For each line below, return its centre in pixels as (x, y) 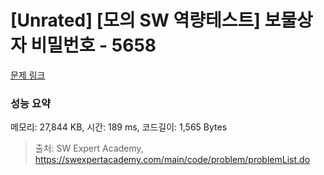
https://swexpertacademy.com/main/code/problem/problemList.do (172, 160)
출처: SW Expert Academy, (89, 148)
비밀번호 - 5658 (93, 45)
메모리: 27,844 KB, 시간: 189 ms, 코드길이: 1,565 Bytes (119, 127)
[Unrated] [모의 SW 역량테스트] (135, 20)
